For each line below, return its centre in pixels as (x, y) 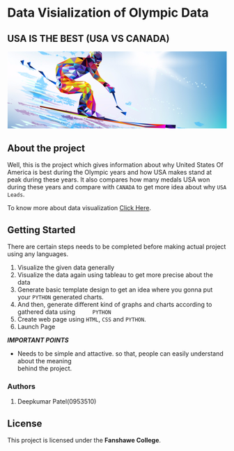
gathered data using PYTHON (64, 312)
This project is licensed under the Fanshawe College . (84, 441)
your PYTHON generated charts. (61, 297)
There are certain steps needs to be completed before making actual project (117, 247)
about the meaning (44, 361)
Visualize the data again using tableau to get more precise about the (115, 275)
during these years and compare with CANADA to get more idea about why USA (117, 187)
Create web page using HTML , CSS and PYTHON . (81, 319)
